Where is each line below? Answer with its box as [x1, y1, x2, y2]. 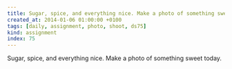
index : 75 [7, 36, 36, 42]
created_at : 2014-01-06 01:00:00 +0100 [7, 16, 122, 23]
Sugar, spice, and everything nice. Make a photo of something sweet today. [7, 54, 222, 62]
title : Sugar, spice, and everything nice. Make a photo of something [7, 10, 215, 17]
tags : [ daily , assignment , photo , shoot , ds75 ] [7, 23, 147, 29]
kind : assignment [7, 29, 57, 36]
